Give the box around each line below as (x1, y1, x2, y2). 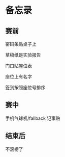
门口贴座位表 (5, 63, 32, 69)
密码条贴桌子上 (5, 41, 37, 47)
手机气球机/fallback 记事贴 (5, 115, 60, 121)
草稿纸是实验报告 (5, 52, 41, 58)
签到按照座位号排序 (5, 85, 46, 90)
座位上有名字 (5, 73, 32, 80)
